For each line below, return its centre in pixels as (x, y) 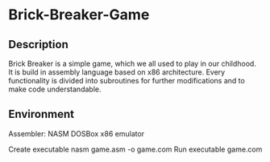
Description (38, 45)
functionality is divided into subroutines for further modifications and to (127, 81)
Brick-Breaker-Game (79, 15)
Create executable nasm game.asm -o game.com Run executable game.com (135, 149)
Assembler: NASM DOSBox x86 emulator (77, 133)
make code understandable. (55, 89)
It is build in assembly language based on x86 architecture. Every (117, 72)
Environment (42, 114)
